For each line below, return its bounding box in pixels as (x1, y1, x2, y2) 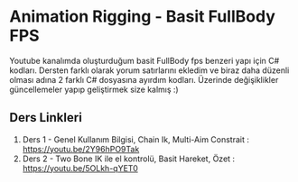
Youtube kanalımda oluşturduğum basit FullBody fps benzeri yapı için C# (9, 55, 280, 66)
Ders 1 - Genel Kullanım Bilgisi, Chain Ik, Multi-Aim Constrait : (22, 133, 250, 145)
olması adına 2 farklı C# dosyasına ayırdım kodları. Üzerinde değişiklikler (9, 74, 279, 85)
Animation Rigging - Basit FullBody (9, 6, 275, 27)
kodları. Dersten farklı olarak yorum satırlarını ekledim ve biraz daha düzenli (9, 65, 290, 76)
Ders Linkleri (9, 110, 83, 125)
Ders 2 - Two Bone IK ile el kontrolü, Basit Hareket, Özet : (22, 153, 236, 164)
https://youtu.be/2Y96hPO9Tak (22, 143, 140, 154)
